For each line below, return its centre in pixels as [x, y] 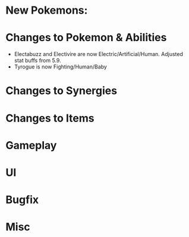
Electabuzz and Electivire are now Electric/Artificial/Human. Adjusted [99, 54]
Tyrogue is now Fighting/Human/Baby [61, 67]
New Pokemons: [47, 10]
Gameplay [31, 145]
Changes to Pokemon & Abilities [86, 38]
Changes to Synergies [61, 91]
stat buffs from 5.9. [37, 61]
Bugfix [22, 200]
